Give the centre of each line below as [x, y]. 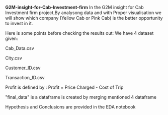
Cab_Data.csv [20, 48]
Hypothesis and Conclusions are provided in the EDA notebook [70, 107]
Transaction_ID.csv [25, 77]
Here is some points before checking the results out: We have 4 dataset [79, 33]
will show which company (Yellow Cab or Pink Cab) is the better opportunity [84, 18]
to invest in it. [19, 23]
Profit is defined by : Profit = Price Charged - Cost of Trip [64, 87]
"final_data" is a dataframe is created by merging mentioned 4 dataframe [81, 97]
